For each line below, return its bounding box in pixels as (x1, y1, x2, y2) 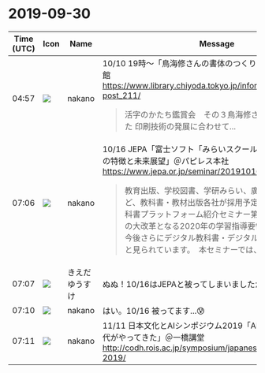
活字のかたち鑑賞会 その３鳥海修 (125, 109, 252, 120)
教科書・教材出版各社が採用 (140, 196, 243, 207)
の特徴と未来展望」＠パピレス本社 (102, 155, 230, 166)
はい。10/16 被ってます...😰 (102, 305, 205, 316)
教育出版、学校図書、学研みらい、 (125, 185, 252, 196)
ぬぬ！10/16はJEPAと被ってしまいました (102, 278, 256, 289)
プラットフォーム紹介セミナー (140, 208, 251, 219)
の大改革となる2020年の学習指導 (125, 220, 248, 231)
